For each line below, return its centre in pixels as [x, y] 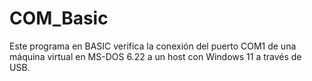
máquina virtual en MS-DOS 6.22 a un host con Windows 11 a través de [155, 56]
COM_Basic [59, 18]
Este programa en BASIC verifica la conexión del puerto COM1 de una [153, 46]
